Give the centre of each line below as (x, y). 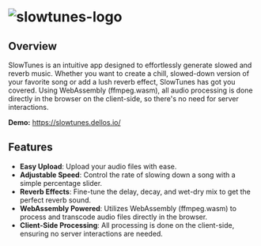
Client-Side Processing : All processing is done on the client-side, (127, 225)
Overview (33, 46)
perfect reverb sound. (55, 200)
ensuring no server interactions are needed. (91, 233)
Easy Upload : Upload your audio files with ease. (98, 166)
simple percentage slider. (61, 183)
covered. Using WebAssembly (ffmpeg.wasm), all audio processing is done (130, 90)
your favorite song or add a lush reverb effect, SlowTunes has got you (122, 82)
